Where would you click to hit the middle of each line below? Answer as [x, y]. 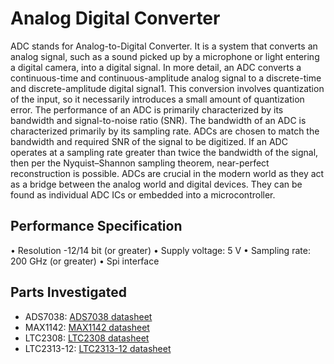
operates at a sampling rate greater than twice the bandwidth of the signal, [164, 152]
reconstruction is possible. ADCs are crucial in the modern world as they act [167, 173]
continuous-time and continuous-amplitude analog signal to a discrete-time [166, 78]
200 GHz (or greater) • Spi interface [85, 261]
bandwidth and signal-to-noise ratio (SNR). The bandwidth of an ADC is [158, 120]
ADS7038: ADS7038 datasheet [88, 316]
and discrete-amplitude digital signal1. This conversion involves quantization [167, 88]
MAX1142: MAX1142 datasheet [87, 327]
